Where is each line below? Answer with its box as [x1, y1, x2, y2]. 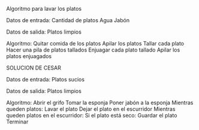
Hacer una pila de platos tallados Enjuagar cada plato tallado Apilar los [6, 46, 180, 53]
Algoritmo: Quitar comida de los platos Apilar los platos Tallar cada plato [6, 40, 185, 47]
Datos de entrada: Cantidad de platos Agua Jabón [6, 17, 130, 23]
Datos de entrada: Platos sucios [6, 76, 85, 83]
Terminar [6, 118, 29, 125]
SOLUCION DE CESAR [6, 64, 61, 71]
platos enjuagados [6, 53, 52, 59]
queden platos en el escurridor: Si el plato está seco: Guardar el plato [6, 112, 177, 119]
